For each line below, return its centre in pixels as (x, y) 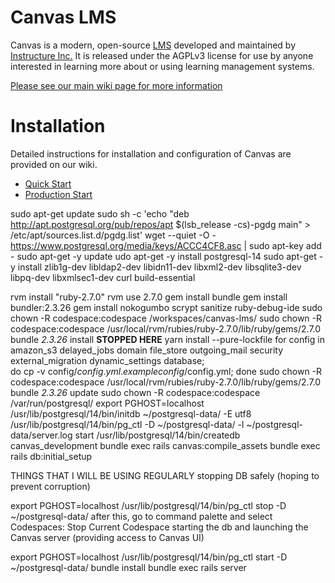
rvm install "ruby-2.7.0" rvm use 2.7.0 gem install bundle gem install (149, 297)
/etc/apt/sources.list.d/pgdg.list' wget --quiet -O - (113, 235)
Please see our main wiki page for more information (116, 85)
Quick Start (48, 183)
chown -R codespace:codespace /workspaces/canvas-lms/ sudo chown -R (166, 318)
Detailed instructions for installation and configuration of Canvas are (151, 153)
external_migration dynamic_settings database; (107, 360)
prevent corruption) (50, 486)
